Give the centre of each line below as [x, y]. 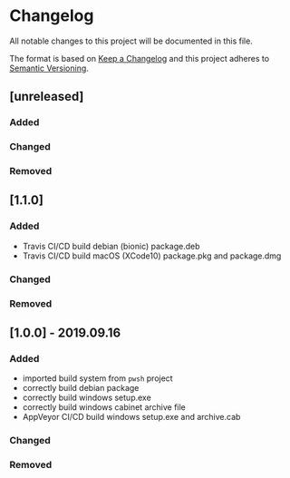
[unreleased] [47, 97]
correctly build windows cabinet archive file [104, 407]
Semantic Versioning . [49, 68]
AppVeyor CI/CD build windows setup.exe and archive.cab [131, 417]
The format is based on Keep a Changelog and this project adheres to [140, 58]
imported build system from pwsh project [98, 378]
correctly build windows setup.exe [87, 398]
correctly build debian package [81, 388]
